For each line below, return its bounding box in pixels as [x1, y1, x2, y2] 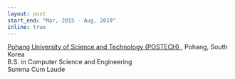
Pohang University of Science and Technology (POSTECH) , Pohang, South [7, 43, 228, 51]
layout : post [7, 10, 46, 18]
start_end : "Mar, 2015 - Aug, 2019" [7, 17, 116, 24]
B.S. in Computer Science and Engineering [7, 58, 132, 66]
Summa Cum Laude [7, 65, 66, 74]
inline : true [7, 23, 46, 30]
